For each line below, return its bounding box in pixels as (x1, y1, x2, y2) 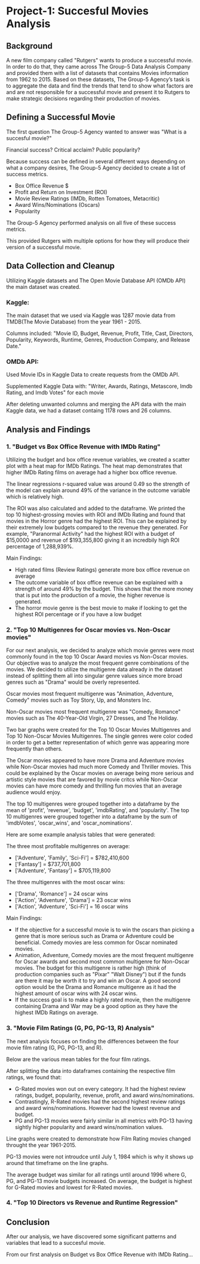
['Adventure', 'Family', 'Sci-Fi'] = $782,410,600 (14, 854, 130, 861)
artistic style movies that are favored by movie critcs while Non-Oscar (6, 776, 179, 783)
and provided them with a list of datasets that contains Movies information (6, 70, 189, 76)
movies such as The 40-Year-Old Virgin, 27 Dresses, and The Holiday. (6, 714, 179, 722)
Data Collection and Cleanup (6, 261, 115, 271)
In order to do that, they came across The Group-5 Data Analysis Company (6, 63, 191, 70)
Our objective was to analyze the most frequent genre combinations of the (6, 659, 189, 666)
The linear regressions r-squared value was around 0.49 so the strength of (6, 480, 190, 487)
